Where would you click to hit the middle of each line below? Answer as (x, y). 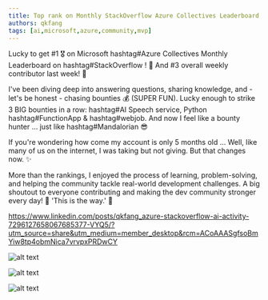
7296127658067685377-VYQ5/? (62, 225)
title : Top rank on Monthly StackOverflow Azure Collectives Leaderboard (134, 16)
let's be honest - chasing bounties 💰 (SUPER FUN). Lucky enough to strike (132, 98)
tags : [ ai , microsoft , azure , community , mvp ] (80, 30)
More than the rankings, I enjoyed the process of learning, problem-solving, (133, 175)
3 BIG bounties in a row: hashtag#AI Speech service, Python (108, 110)
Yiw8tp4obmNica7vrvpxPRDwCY (63, 242)
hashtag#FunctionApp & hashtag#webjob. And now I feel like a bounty (124, 118)
